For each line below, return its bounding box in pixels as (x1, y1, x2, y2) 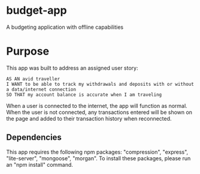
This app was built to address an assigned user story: (6, 64, 138, 71)
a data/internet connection (6, 86, 77, 92)
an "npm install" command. (6, 161, 74, 168)
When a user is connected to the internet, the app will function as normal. (6, 102, 187, 109)
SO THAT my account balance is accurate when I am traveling (6, 91, 162, 98)
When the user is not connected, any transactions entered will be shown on (6, 109, 193, 116)
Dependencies (6, 133, 62, 143)
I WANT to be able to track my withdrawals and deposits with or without (6, 81, 195, 87)
